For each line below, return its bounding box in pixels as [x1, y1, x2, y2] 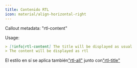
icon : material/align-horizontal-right [5, 12, 87, 17]
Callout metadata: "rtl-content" [5, 25, 68, 31]
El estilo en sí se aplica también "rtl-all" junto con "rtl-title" [5, 57, 120, 64]
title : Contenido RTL [5, 7, 49, 12]
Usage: [5, 35, 20, 41]
